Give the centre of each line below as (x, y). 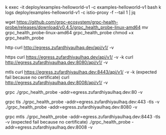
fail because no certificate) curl (37, 77)
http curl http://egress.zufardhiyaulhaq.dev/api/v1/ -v (60, 47)
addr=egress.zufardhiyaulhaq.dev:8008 (46, 127)
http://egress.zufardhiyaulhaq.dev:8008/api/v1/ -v (57, 82)
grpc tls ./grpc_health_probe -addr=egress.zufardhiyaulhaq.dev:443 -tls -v (82, 102)
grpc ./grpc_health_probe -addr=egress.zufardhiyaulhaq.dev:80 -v (74, 92)
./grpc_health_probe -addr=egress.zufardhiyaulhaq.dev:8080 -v (71, 107)
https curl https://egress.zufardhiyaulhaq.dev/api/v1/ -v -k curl (69, 57)
